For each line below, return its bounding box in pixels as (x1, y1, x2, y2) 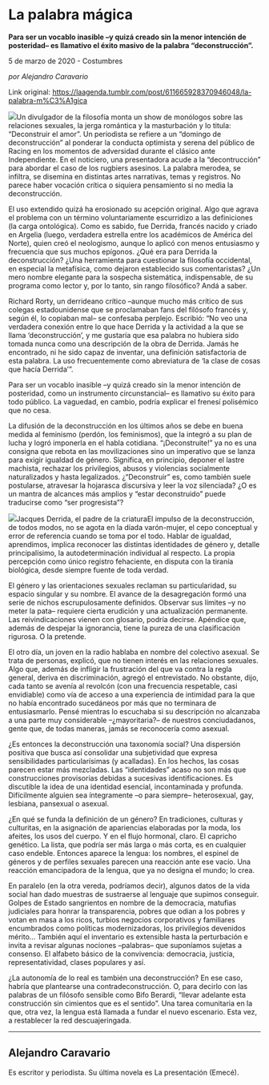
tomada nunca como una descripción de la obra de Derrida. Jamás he (8, 339, 239, 348)
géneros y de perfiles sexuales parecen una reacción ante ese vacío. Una (8, 857, 251, 866)
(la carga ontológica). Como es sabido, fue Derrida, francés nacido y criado (8, 221, 258, 231)
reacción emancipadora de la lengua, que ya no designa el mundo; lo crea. (8, 865, 255, 874)
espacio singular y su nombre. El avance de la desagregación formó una (8, 589, 247, 598)
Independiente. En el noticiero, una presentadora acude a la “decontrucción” (8, 155, 261, 164)
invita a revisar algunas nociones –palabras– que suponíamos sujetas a (8, 940, 243, 950)
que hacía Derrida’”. (8, 364, 74, 374)
